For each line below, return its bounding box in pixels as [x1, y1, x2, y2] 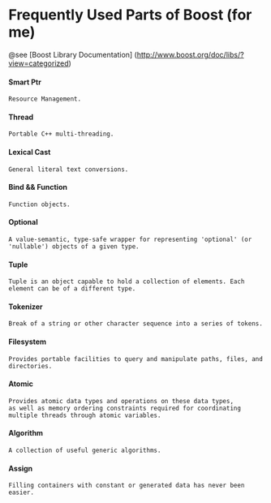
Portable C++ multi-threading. [8, 130, 114, 139]
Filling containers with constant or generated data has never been [8, 481, 245, 490]
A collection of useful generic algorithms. [8, 446, 161, 454]
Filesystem [8, 337, 47, 346]
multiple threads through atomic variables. [8, 411, 161, 419]
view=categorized [8, 58, 69, 68]
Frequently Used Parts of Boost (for [8, 6, 252, 24]
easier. [8, 488, 35, 497]
